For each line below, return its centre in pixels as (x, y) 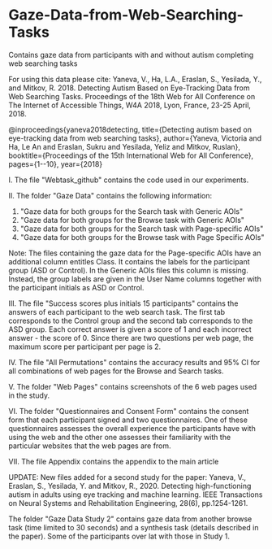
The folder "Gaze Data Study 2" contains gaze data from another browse (130, 519)
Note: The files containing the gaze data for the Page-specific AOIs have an (135, 253)
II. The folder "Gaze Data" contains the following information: (110, 195)
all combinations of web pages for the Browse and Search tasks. (116, 371)
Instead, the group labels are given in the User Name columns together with (135, 279)
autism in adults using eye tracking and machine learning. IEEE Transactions (136, 495)
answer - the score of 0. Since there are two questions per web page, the (131, 338)
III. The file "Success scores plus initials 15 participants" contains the (123, 303)
